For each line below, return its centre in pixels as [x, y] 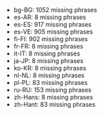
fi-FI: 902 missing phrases [51, 39]
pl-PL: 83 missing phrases [50, 82]
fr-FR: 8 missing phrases [48, 46]
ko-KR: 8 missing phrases [50, 68]
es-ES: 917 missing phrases [52, 24]
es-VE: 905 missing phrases [53, 31]
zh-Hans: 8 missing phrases [53, 97]
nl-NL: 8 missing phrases [49, 75]
